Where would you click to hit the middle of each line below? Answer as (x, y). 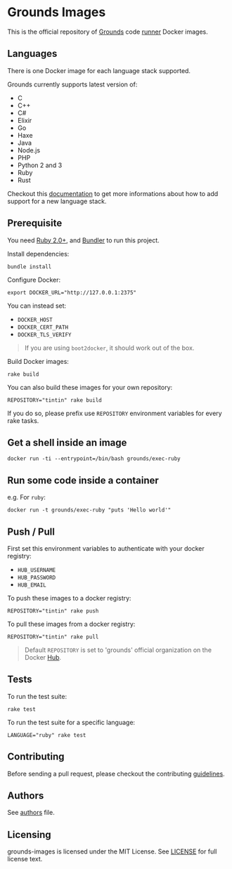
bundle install (30, 267)
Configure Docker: (34, 280)
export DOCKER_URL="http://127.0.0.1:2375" (72, 292)
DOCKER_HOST (35, 320)
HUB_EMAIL (32, 585)
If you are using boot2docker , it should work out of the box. (109, 348)
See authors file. (31, 813)
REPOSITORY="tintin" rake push (53, 611)
